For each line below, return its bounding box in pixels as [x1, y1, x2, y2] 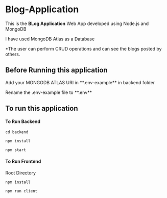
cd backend [5, 130, 29, 135]
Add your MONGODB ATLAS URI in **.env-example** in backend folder [5, 79, 155, 85]
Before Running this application [5, 66, 108, 75]
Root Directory [5, 169, 36, 176]
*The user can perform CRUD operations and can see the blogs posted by [5, 45, 162, 52]
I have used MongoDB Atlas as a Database [5, 36, 95, 42]
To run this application [5, 104, 78, 113]
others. [5, 51, 20, 57]
